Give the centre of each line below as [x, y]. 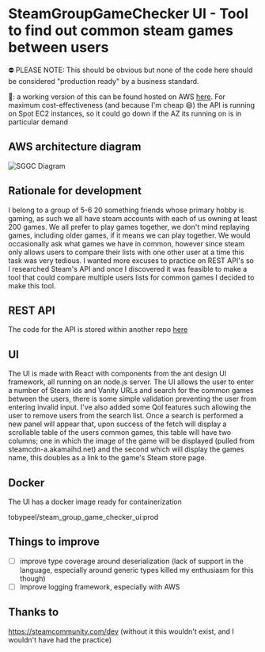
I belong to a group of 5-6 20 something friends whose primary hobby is [126, 210]
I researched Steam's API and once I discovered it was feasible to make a [128, 269]
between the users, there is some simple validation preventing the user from [132, 399]
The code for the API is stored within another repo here [98, 330]
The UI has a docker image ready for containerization [95, 501]
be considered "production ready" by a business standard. [104, 81]
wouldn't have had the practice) [60, 639]
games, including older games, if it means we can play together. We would [129, 235]
